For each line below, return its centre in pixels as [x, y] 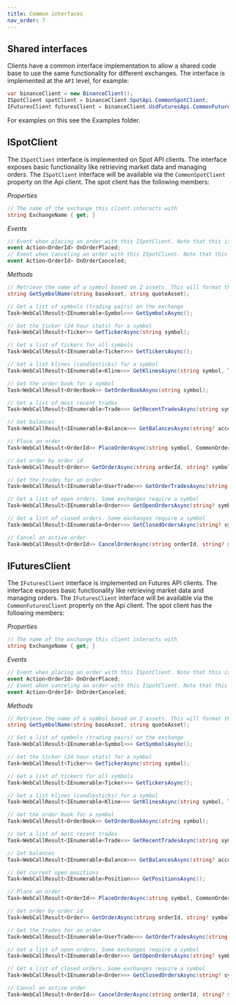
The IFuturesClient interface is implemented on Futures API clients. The [112, 583]
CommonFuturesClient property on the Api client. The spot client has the [110, 606]
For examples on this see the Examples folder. [74, 120]
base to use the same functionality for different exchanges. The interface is [116, 73]
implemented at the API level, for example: [68, 81]
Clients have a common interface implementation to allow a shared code [112, 66]
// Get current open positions [53, 873]
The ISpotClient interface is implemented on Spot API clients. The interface [117, 159]
